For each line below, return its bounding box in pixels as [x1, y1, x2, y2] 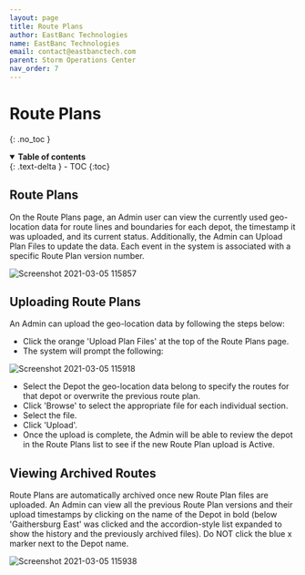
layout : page [9, 13, 59, 23]
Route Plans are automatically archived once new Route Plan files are [9, 489, 269, 501]
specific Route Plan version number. [9, 250, 145, 261]
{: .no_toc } [9, 133, 51, 144]
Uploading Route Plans [9, 294, 141, 310]
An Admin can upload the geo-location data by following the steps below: [9, 318, 285, 329]
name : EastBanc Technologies [9, 38, 120, 48]
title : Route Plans [9, 22, 84, 31]
